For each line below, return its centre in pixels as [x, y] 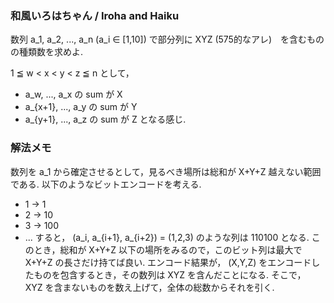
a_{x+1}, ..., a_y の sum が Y [81, 107]
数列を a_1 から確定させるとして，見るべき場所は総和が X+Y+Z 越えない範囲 [166, 171]
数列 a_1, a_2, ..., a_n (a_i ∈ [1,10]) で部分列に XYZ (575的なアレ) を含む [159, 39]
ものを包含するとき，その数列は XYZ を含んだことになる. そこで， [170, 274]
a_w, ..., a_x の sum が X [73, 94]
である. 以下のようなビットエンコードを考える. [106, 184]
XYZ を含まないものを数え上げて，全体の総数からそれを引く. [149, 287]
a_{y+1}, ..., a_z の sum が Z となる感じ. [105, 119]
